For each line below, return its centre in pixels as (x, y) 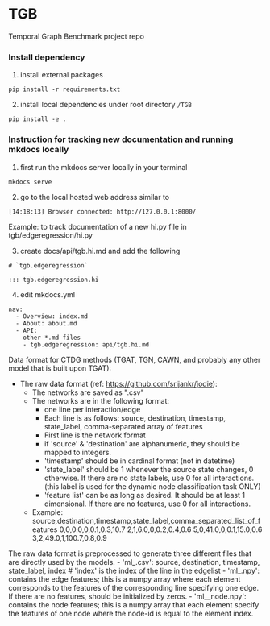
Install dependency (47, 57)
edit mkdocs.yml (47, 294)
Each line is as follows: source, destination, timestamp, (135, 418)
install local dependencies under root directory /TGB (106, 105)
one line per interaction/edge (92, 409)
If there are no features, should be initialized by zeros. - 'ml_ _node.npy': (127, 596)
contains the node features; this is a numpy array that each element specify (134, 604)
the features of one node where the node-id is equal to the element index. (131, 613)
